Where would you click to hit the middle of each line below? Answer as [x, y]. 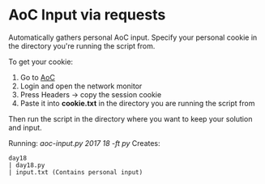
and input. [25, 127]
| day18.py [27, 165]
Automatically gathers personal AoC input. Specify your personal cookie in [133, 37]
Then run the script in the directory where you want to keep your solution [130, 118]
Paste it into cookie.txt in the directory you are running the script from [137, 103]
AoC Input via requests [87, 15]
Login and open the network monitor [81, 86]
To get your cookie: [41, 62]
